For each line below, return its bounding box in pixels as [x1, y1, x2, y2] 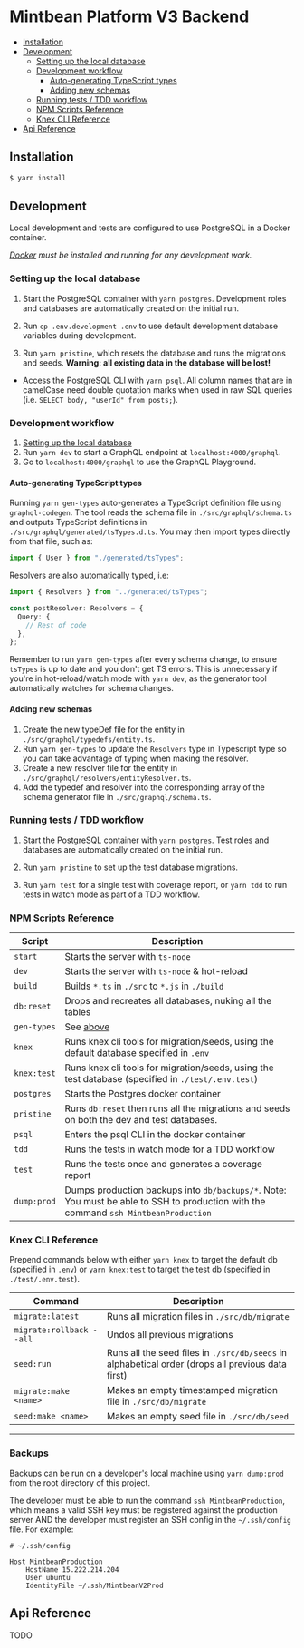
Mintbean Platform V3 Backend [9, 6, 250, 27]
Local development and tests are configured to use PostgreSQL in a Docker [9, 222, 291, 233]
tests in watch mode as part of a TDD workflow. [22, 889, 201, 900]
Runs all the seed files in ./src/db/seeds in [107, 1347, 288, 1360]
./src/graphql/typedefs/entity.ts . [22, 733, 156, 745]
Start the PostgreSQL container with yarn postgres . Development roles [22, 293, 287, 304]
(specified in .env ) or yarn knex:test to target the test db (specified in [9, 1263, 271, 1275]
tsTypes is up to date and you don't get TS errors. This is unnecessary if [9, 664, 278, 675]
